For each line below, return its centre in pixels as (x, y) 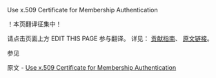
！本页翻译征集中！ (35, 24)
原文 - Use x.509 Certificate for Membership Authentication (92, 67)
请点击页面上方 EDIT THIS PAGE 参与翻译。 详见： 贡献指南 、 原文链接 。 (110, 38)
